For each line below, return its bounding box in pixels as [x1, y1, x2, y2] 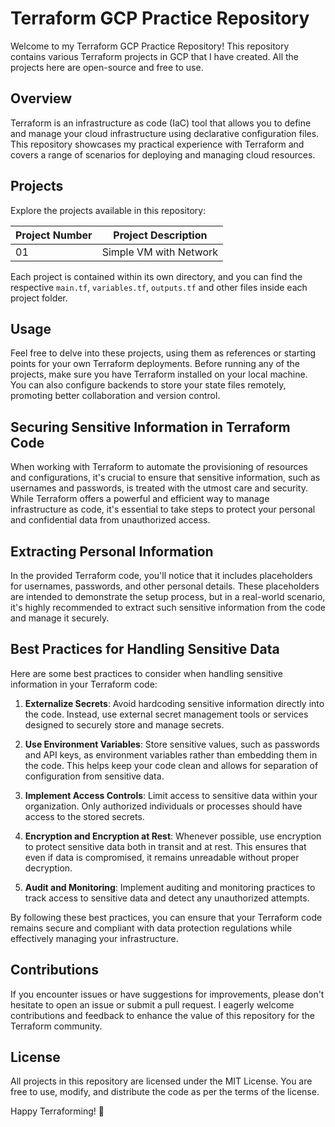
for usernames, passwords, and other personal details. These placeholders [10, 580, 320, 592]
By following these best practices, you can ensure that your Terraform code [10, 911, 323, 923]
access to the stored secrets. [24, 810, 145, 822]
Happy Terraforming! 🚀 [10, 1105, 105, 1117]
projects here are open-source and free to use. [10, 61, 204, 73]
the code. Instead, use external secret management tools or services [24, 708, 309, 720]
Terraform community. [10, 1020, 103, 1032]
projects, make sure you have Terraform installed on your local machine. [10, 368, 308, 381]
